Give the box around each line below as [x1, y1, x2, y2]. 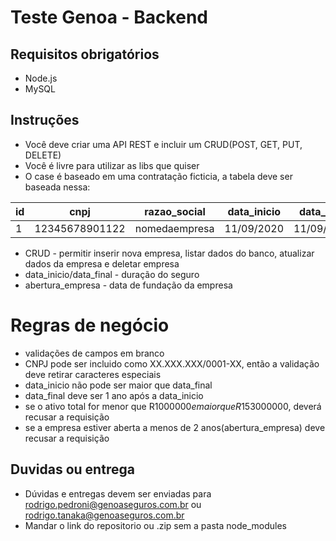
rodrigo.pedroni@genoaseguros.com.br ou [24, 498, 202, 510]
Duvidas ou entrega [10, 461, 135, 478]
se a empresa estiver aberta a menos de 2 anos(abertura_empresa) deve [24, 421, 326, 433]
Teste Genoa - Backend [10, 6, 208, 29]
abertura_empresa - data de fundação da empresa [24, 279, 233, 291]
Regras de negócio [10, 314, 170, 336]
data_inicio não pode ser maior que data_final [24, 379, 213, 391]
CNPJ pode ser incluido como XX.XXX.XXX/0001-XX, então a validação [24, 357, 320, 370]
